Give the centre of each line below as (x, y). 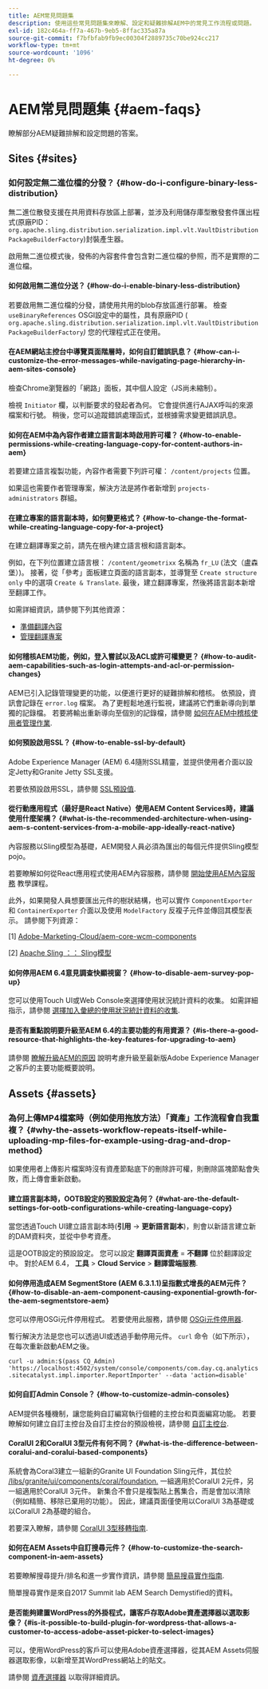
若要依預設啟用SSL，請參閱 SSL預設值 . (72, 789)
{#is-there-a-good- (226, 1030)
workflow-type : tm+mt (44, 46)
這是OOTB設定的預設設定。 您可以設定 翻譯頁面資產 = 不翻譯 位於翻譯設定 (130, 1253)
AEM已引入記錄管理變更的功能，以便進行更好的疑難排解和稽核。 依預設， (129, 693)
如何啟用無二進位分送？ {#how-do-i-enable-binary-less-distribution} (124, 285)
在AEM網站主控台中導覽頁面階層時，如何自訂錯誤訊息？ (100, 352)
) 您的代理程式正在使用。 (124, 332)
